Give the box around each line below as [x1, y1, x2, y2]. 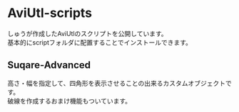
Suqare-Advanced [7, 59, 91, 72]
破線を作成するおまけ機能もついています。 [7, 96, 132, 105]
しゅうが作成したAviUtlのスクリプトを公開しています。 [7, 29, 168, 38]
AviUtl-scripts [7, 5, 93, 21]
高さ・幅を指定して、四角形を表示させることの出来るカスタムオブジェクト [7, 79, 226, 87]
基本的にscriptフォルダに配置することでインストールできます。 [7, 38, 193, 47]
